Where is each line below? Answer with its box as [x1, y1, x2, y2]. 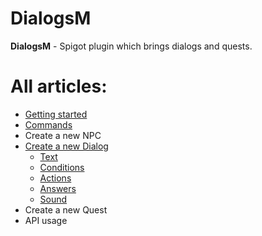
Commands [24, 118, 73, 131]
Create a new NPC [24, 129, 102, 141]
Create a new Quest [24, 203, 108, 216]
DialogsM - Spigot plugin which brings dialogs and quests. [10, 40, 253, 52]
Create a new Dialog [24, 140, 109, 152]
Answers [39, 182, 77, 194]
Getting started [24, 108, 88, 120]
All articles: [10, 75, 108, 98]
